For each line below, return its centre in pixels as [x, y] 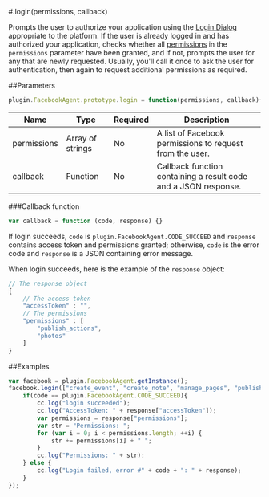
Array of [82, 138]
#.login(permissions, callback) [58, 12]
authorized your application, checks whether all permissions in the [118, 44]
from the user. [183, 153]
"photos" [52, 336]
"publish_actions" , [70, 328]
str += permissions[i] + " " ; [101, 441]
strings [79, 148]
